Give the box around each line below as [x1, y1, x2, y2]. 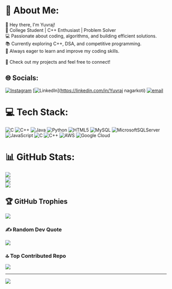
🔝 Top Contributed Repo [5, 252, 67, 259]
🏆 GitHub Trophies [5, 197, 68, 206]
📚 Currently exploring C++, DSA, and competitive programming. [5, 41, 142, 47]
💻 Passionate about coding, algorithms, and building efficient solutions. [5, 33, 157, 39]
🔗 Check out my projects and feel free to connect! [5, 59, 111, 65]
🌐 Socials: [5, 74, 39, 83]
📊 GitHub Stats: [5, 151, 75, 163]
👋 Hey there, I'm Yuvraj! [5, 22, 55, 28]
